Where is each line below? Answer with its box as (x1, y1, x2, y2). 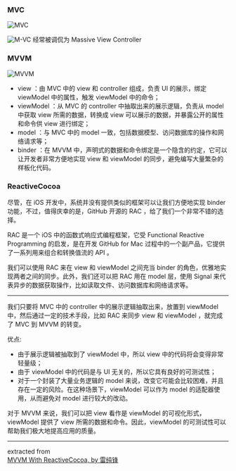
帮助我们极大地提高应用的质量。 (7, 426, 100, 434)
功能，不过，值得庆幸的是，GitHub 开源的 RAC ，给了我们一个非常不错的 (7, 206, 218, 215)
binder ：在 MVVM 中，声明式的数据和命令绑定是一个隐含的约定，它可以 (17, 146, 228, 154)
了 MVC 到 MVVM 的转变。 (7, 320, 86, 328)
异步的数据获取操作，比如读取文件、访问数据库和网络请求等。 (13, 280, 192, 289)
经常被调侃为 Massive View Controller (32, 35, 142, 44)
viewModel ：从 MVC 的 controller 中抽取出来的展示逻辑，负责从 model (17, 101, 224, 110)
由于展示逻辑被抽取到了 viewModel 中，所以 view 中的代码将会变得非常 (17, 350, 223, 358)
